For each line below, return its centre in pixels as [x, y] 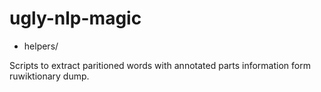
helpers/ [41, 46]
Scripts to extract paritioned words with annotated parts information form [160, 65]
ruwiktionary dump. [49, 76]
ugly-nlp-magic [75, 18]
